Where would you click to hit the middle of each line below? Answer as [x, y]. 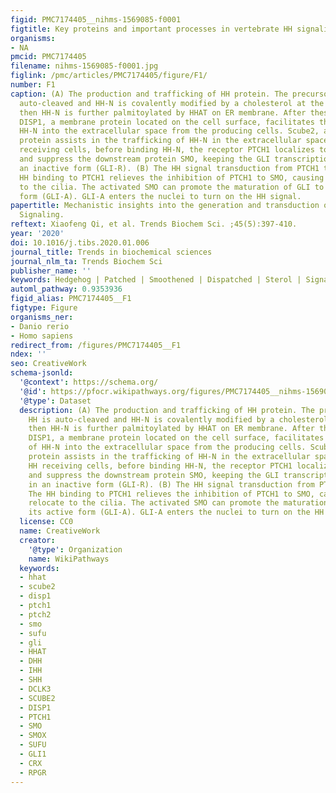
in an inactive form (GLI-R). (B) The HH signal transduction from [171, 484]
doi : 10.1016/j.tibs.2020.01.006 [80, 242]
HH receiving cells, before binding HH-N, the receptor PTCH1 [160, 466]
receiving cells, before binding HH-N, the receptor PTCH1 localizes [167, 150]
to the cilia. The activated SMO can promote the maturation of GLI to [172, 187]
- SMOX [33, 736]
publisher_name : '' [51, 271]
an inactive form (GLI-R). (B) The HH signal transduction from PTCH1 [169, 168]
